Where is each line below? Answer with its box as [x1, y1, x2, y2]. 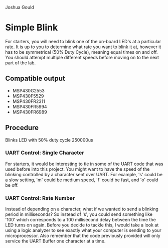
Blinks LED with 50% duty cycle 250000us [5, 137, 94, 143]
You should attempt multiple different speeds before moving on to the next [5, 54, 159, 60]
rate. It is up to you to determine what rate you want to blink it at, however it [5, 44, 161, 50]
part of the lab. [5, 60, 36, 66]
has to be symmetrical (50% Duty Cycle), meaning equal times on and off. [5, 49, 158, 55]
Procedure [5, 123, 39, 132]
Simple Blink [5, 22, 58, 33]
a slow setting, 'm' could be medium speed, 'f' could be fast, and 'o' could [5, 177, 158, 183]
